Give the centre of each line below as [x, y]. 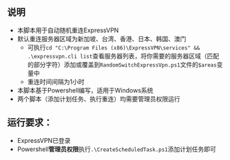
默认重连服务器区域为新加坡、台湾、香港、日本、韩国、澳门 [102, 38]
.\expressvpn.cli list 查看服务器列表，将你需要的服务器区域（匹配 [123, 56]
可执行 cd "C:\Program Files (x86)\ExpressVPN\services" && [114, 47]
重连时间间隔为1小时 [56, 82]
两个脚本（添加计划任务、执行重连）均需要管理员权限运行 [98, 99]
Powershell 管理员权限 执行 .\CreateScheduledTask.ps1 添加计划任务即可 [117, 149]
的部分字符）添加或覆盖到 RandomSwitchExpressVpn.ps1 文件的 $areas [122, 65]
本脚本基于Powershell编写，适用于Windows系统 [85, 90]
